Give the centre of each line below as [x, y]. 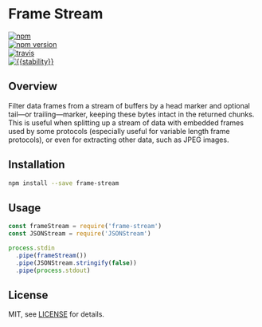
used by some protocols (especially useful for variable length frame [119, 131]
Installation [37, 165]
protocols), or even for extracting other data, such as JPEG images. [119, 140]
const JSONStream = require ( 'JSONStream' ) [80, 234]
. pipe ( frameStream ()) [51, 255]
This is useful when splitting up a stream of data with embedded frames [126, 122]
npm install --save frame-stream [64, 183]
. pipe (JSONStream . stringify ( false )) [76, 263]
